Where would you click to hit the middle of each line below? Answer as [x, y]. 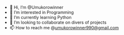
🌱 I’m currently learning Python [40, 17]
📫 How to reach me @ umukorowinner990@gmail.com [64, 28]
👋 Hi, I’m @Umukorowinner [37, 7]
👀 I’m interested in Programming [42, 12]
